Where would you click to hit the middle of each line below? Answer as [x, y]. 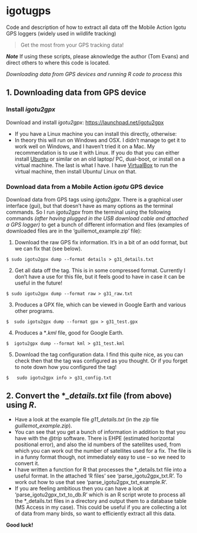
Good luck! [20, 525]
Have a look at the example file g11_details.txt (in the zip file [86, 419]
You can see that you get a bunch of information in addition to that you [100, 431]
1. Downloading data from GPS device [76, 93]
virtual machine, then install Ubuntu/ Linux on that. [76, 171]
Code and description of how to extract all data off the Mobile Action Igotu [96, 27]
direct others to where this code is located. [58, 63]
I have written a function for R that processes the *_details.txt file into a [101, 469]
